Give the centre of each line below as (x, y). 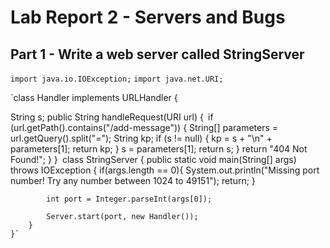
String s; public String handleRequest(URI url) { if (112, 117)
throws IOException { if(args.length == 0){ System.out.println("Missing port (165, 170)
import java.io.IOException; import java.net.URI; (117, 79)
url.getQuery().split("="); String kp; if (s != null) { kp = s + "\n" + (141, 138)
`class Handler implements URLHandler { (94, 97)
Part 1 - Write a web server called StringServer (157, 54)
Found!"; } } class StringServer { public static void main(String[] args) (153, 159)
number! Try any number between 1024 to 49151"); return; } (133, 180)
